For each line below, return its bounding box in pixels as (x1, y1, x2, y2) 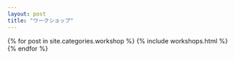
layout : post (7, 10, 46, 18)
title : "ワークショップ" (7, 17, 74, 24)
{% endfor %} (7, 44, 49, 53)
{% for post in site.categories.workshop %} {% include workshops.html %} (7, 36, 229, 45)
